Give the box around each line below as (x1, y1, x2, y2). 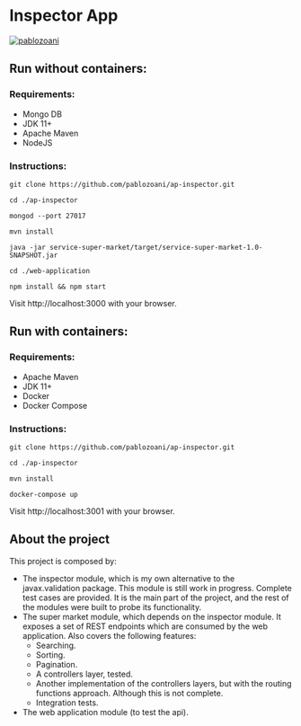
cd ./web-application (9, 266, 91, 275)
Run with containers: (9, 324, 128, 340)
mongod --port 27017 (9, 211, 87, 220)
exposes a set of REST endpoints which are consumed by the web (22, 621, 268, 632)
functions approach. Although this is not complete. (35, 687, 224, 698)
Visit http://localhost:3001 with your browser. (9, 505, 175, 517)
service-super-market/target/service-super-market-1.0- (49, 243, 263, 252)
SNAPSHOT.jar (9, 251, 58, 260)
